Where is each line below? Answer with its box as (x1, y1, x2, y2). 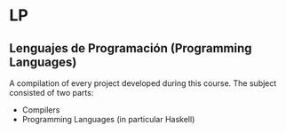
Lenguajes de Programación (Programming (9, 41, 252, 56)
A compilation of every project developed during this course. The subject (9, 78, 277, 89)
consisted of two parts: (9, 88, 94, 98)
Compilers (21, 105, 60, 115)
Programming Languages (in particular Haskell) (21, 114, 195, 124)
